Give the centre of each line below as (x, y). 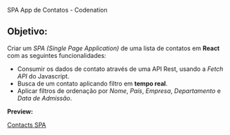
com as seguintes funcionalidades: (57, 55)
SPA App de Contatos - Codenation (57, 10)
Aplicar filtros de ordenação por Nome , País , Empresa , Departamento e (119, 91)
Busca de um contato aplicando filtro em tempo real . (92, 83)
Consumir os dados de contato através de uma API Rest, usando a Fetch (120, 69)
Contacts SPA (27, 125)
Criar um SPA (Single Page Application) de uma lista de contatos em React (113, 48)
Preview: (20, 111)
